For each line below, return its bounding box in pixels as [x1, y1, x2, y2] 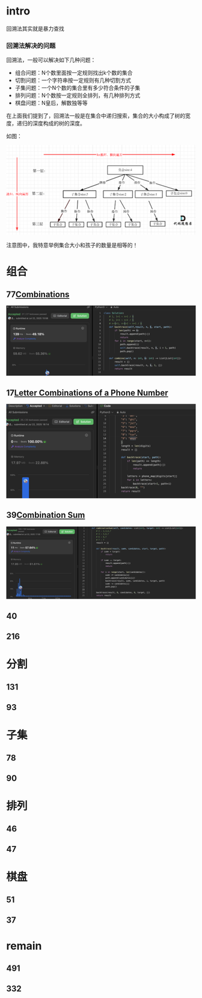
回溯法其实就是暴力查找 [6, 25, 64, 32]
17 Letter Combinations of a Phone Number [6, 387, 168, 398]
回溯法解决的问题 [6, 41, 56, 49]
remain [6, 939, 42, 953]
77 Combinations [6, 289, 70, 299]
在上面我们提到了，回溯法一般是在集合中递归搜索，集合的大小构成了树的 [6, 112, 185, 119]
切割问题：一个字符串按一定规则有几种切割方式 [14, 77, 131, 84]
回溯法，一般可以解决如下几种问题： [6, 56, 96, 64]
